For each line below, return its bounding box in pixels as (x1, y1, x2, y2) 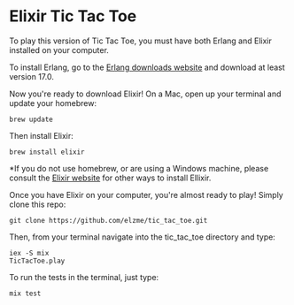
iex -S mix (9, 248, 50, 257)
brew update (9, 115, 53, 124)
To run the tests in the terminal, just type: (9, 271, 159, 282)
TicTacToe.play (9, 256, 66, 265)
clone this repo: (9, 199, 66, 210)
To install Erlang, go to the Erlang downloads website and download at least (9, 62, 285, 72)
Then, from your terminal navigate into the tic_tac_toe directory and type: (9, 232, 276, 242)
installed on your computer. (9, 44, 109, 55)
